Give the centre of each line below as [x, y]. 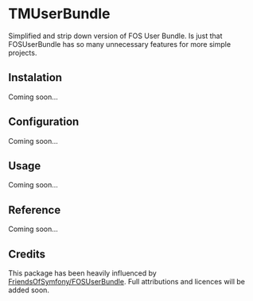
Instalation [35, 77]
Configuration [44, 122]
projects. [23, 52]
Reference [35, 210]
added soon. [29, 290]
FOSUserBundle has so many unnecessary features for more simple [120, 44]
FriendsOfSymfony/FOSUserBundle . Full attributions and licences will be [127, 282]
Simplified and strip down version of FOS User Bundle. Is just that [115, 36]
